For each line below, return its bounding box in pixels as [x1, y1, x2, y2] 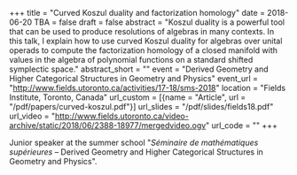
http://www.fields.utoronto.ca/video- [54, 110, 189, 121]
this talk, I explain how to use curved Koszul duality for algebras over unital [9, 35, 283, 46]
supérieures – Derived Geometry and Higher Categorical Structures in [9, 147, 264, 157]
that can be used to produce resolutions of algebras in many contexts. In [9, 27, 275, 36]
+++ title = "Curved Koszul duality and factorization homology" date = [9, 8, 266, 18]
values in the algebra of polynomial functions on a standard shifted [9, 55, 254, 65]
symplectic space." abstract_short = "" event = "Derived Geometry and [9, 64, 269, 74]
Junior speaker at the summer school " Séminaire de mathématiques [9, 137, 259, 148]
